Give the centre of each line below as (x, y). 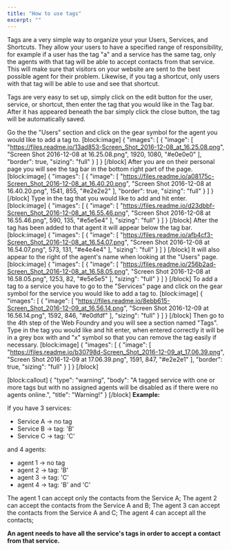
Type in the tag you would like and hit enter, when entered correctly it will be (115, 330)
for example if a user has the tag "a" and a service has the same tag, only (111, 54)
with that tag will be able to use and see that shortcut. (83, 83)
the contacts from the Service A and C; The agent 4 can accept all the (107, 512)
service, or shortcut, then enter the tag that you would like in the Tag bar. (111, 104)
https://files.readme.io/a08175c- (169, 176)
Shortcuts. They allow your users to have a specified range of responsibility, (115, 47)
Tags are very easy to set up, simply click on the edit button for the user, (110, 96)
